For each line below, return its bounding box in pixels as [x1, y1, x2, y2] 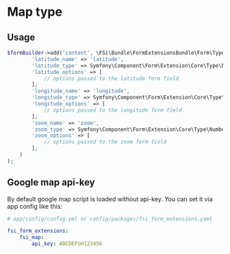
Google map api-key [7, 177, 95, 188]
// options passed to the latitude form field [43, 75, 179, 82]
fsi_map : [19, 234, 44, 241]
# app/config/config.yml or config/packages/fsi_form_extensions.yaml [7, 215, 213, 223]
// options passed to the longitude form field [43, 107, 183, 114]
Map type [7, 4, 63, 20]
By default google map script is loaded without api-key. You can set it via [7, 194, 214, 203]
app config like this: [7, 202, 63, 210]
